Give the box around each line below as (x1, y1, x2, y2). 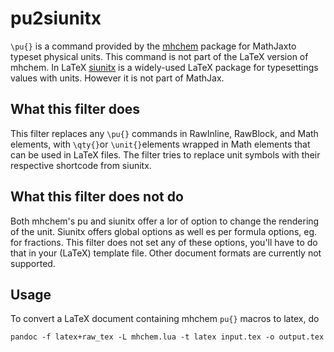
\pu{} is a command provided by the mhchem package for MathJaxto (10, 40, 297, 52)
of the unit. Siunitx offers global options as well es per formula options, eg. (10, 225, 318, 237)
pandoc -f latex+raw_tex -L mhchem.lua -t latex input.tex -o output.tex (10, 332, 325, 342)
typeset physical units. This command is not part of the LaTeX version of (10, 50, 309, 62)
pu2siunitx (10, 7, 102, 30)
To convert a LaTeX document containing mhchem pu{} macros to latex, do (10, 313, 320, 325)
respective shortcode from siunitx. (10, 159, 152, 171)
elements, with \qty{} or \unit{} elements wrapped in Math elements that (10, 138, 311, 150)
